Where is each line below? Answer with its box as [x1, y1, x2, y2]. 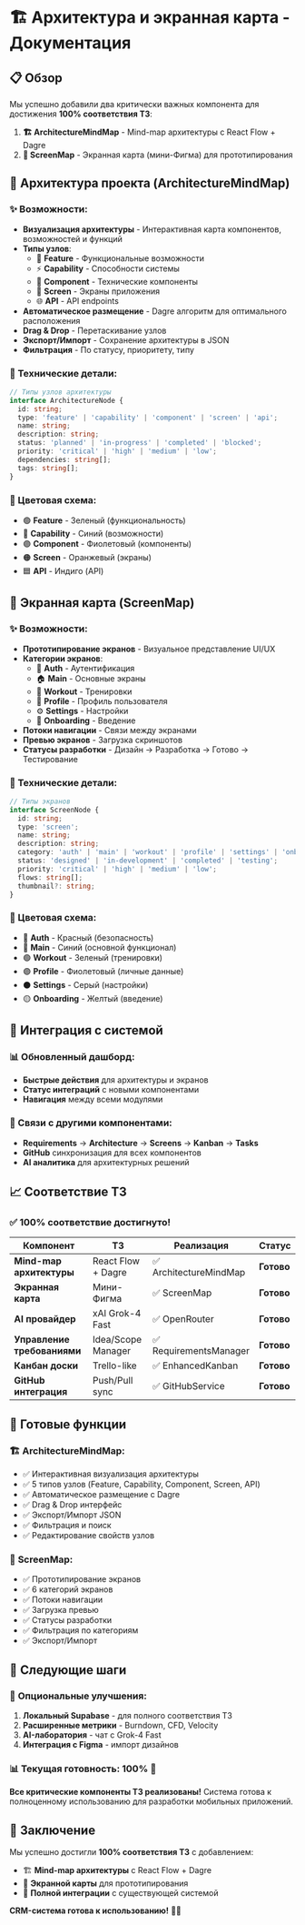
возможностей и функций [22, 233, 123, 244]
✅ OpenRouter [152, 1313, 215, 1325]
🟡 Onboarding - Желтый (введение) [22, 993, 163, 1003]
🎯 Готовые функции [9, 1416, 127, 1432]
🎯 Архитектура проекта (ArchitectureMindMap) [9, 176, 290, 191]
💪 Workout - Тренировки [35, 686, 133, 697]
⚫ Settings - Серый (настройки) [22, 979, 149, 990]
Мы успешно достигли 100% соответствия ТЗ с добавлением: [9, 1847, 254, 1858]
